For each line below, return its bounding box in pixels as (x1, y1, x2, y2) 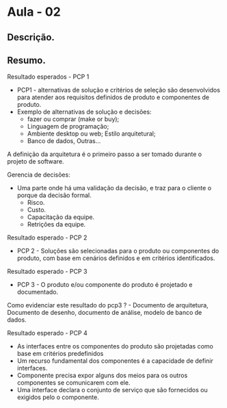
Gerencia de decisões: (7, 170, 70, 179)
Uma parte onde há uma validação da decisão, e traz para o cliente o (16, 184, 212, 192)
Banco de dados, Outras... (27, 137, 101, 145)
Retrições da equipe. (27, 220, 86, 229)
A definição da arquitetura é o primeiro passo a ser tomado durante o (7, 150, 202, 158)
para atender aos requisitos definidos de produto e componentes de (16, 93, 210, 101)
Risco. (27, 199, 45, 207)
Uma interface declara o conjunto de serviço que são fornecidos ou (16, 386, 209, 394)
